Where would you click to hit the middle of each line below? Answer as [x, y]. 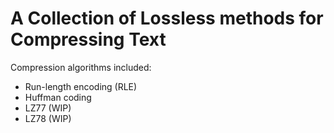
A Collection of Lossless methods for [167, 18]
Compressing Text [88, 39]
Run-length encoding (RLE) [81, 86]
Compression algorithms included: [81, 67]
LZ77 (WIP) [48, 108]
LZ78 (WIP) [48, 118]
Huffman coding [58, 97]
